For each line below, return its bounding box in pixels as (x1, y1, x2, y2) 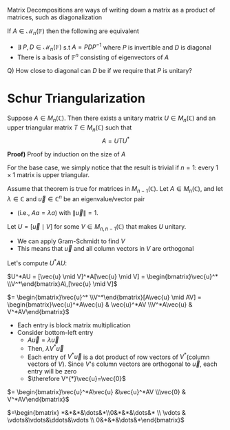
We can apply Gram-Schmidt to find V (17, 237, 125, 245)
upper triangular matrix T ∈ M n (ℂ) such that (7, 123, 132, 133)
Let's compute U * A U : (7, 258, 67, 267)
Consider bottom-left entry (17, 329, 94, 336)
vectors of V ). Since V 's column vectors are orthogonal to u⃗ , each (27, 360, 218, 368)
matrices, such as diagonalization (7, 13, 103, 21)
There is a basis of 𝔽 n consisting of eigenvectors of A (17, 52, 169, 61)
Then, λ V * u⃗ (27, 343, 64, 352)
